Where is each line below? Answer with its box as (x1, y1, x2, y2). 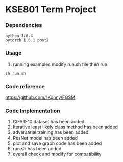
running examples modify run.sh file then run (12, 61, 108, 67)
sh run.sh (5, 71, 27, 76)
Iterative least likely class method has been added (12, 124, 118, 130)
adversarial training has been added (12, 129, 89, 136)
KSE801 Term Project (5, 4, 97, 15)
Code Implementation (5, 107, 60, 114)
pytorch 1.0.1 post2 (5, 38, 50, 43)
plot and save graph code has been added (12, 140, 102, 146)
